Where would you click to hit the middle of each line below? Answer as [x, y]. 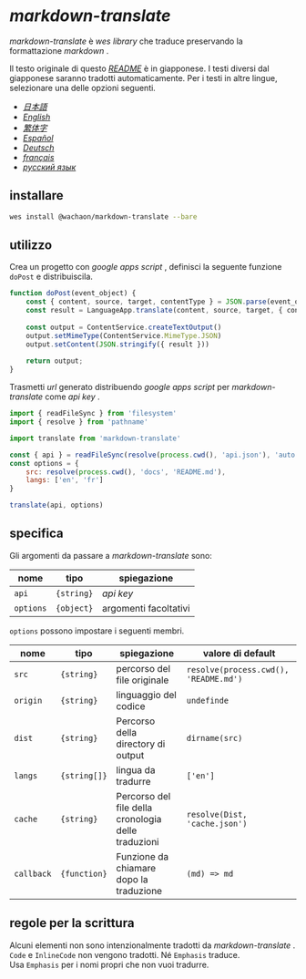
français [38, 157]
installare [36, 196]
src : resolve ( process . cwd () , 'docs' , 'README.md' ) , [126, 472]
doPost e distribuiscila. [51, 277]
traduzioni [138, 841]
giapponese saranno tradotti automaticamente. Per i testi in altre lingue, [143, 77]
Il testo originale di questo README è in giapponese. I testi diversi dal [140, 68]
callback [33, 873]
